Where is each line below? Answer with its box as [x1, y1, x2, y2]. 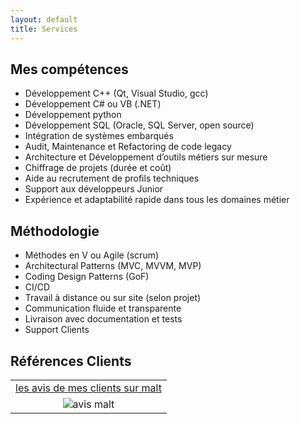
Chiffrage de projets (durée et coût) [24, 162, 172, 174]
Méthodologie [10, 222, 100, 240]
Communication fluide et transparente [24, 302, 182, 315]
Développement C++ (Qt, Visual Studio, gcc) [24, 87, 209, 100]
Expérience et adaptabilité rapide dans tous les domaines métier [24, 194, 290, 206]
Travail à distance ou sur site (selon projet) [24, 292, 202, 304]
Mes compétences [10, 61, 129, 78]
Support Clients [24, 324, 90, 336]
